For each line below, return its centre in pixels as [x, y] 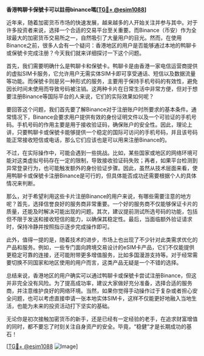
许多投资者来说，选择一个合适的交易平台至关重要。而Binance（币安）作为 [99, 30]
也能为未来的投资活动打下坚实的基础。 [65, 306]
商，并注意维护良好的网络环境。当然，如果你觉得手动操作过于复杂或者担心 [99, 291]
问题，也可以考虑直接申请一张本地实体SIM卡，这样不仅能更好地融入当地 [101, 298]
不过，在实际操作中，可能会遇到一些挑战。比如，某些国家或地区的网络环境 [99, 153]
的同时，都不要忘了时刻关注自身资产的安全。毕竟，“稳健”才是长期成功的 [97, 326]
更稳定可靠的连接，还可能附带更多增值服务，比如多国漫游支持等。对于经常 [99, 255]
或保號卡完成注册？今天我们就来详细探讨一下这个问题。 [75, 53]
